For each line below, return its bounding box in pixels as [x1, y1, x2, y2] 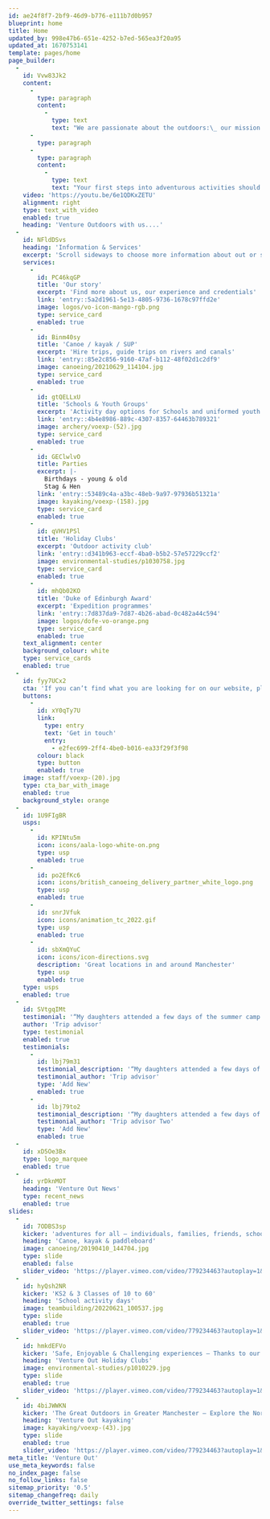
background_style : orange [22, 796, 110, 805]
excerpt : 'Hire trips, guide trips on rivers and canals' [37, 348, 235, 356]
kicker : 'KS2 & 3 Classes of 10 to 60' [22, 1289, 157, 1298]
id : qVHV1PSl [37, 527, 81, 535]
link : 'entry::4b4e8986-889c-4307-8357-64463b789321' [37, 416, 221, 424]
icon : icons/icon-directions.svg [37, 953, 149, 961]
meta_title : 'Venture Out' [8, 1454, 99, 1462]
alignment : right [22, 199, 81, 207]
